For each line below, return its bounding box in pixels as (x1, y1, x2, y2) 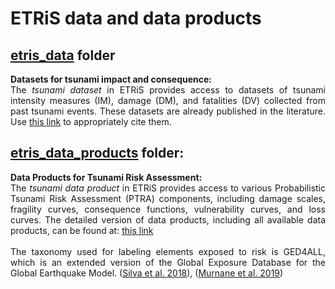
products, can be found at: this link (10, 224, 154, 236)
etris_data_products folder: (10, 145, 185, 162)
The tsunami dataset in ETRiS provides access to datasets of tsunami (10, 84, 326, 96)
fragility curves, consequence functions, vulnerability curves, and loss (10, 203, 326, 215)
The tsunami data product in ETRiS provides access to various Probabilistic (10, 182, 326, 194)
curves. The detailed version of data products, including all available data (10, 213, 326, 226)
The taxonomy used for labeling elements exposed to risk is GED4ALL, (10, 245, 326, 257)
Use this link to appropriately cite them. (10, 116, 172, 127)
